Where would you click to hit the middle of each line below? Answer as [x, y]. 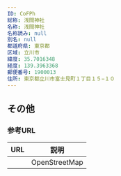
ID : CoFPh [22, 14]
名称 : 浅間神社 [26, 27]
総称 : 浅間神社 [26, 20]
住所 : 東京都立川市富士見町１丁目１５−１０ [61, 79]
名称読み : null [27, 33]
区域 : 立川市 [23, 53]
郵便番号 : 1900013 [32, 72]
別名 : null [22, 40]
